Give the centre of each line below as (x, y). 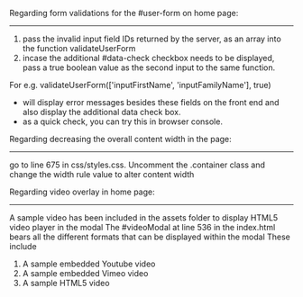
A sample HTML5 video (66, 283)
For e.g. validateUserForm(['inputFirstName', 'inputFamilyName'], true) (141, 85)
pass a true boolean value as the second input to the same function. (149, 67)
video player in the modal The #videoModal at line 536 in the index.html (142, 227)
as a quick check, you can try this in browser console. (123, 121)
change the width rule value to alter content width (102, 174)
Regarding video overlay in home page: (82, 192)
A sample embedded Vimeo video (85, 273)
